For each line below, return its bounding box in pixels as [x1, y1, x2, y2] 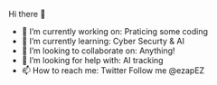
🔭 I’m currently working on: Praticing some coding [21, 26, 209, 36]
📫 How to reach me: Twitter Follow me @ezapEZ [21, 65, 205, 76]
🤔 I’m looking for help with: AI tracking [21, 55, 164, 65]
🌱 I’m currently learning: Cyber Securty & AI [21, 36, 184, 46]
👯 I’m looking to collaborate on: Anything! [21, 45, 175, 56]
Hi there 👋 [8, 9, 46, 19]
